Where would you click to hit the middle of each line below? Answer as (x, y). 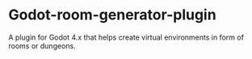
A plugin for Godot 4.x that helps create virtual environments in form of (126, 37)
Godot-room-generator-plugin (112, 15)
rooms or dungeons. (42, 45)
